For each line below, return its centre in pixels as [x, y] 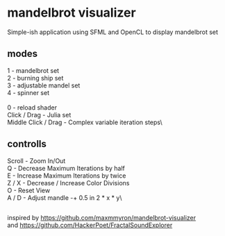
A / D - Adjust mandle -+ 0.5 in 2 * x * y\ [65, 197]
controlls [27, 144]
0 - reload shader [32, 107]
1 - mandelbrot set [33, 70]
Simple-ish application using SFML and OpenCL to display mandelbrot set [113, 32]
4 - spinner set [28, 92]
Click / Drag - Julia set [39, 115]
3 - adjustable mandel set [44, 85]
